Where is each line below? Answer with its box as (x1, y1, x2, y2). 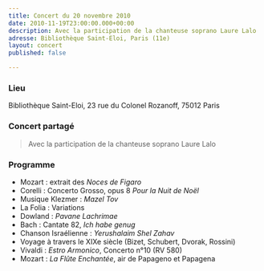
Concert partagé (8, 121, 75, 132)
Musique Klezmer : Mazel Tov (19, 194, 119, 204)
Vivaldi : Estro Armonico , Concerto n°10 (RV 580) (19, 245, 183, 255)
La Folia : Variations (19, 202, 85, 212)
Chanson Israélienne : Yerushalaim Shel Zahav (19, 228, 175, 237)
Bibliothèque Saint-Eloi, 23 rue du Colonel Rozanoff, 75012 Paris (8, 101, 221, 111)
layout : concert (8, 42, 63, 50)
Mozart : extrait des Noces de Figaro (19, 177, 142, 187)
